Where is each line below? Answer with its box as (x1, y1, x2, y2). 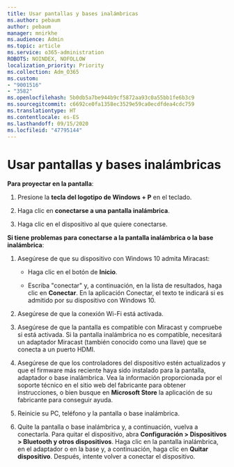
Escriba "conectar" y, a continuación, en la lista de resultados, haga (27, 281, 222, 290)
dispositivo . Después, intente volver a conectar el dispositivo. (17, 452, 196, 461)
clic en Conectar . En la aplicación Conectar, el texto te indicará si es (27, 289, 224, 297)
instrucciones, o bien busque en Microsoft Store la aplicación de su (17, 388, 212, 397)
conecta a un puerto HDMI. (17, 345, 95, 354)
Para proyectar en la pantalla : (7, 180, 94, 188)
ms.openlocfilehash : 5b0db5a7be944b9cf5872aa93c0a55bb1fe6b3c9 (7, 95, 195, 102)
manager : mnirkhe (7, 29, 58, 37)
